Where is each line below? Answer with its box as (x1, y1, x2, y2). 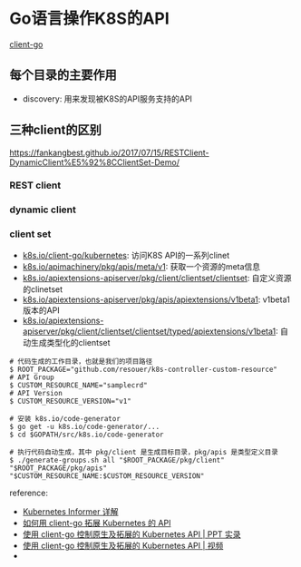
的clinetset (22, 283, 63, 295)
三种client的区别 (9, 122, 102, 138)
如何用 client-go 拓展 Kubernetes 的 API (22, 517, 171, 528)
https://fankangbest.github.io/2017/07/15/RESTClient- (9, 147, 210, 158)
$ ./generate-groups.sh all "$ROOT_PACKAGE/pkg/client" (9, 455, 225, 464)
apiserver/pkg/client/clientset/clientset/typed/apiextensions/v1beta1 (22, 326, 277, 337)
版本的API (22, 305, 61, 316)
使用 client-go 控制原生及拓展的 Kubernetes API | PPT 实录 (22, 528, 242, 540)
